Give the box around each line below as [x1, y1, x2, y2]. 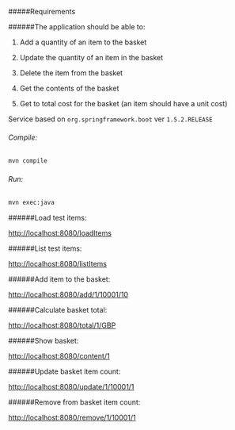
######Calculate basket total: [8, 305, 108, 315]
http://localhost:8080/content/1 [8, 351, 110, 361]
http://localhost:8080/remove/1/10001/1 [8, 413, 136, 423]
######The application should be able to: [8, 22, 146, 31]
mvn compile [8, 157, 47, 165]
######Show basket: [8, 336, 79, 346]
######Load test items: [8, 213, 87, 223]
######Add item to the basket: [8, 275, 111, 284]
